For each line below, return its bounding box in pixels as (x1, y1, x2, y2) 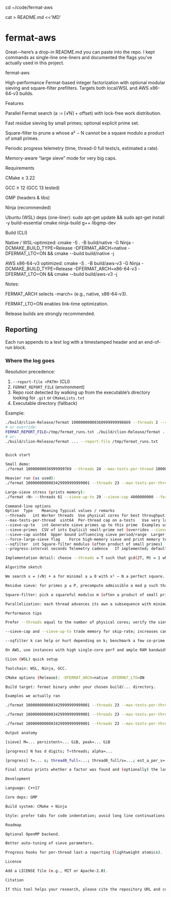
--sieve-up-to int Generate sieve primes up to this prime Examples (5, 523, 160, 528)
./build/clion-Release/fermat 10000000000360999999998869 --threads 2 (5, 420, 158, 425)
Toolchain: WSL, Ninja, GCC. (5, 665, 67, 671)
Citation (5, 877, 24, 883)
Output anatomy (5, 730, 38, 735)
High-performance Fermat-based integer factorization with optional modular (5, 79, 165, 86)
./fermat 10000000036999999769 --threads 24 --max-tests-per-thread (5, 467, 154, 472)
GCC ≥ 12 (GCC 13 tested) (5, 185, 60, 191)
